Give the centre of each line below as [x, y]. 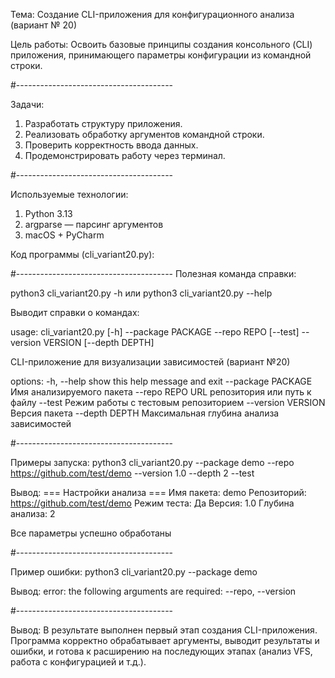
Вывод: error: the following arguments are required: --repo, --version [153, 591]
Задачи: [27, 104]
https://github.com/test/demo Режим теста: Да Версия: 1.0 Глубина [152, 503]
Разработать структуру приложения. [103, 123]
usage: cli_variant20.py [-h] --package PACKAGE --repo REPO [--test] [155, 332]
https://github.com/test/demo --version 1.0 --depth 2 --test [132, 473]
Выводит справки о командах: [75, 312]
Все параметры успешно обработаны [91, 533]
